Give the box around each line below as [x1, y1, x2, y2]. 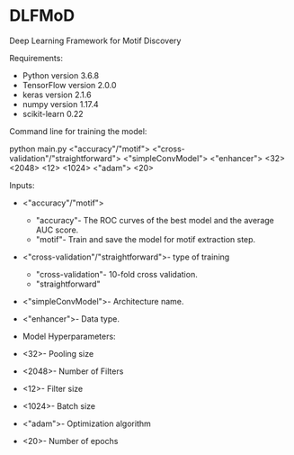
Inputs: [9, 179, 35, 190]
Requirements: [9, 52, 63, 63]
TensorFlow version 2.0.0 [22, 79, 117, 90]
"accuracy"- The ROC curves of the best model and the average [35, 214, 274, 225]
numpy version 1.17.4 [22, 98, 99, 109]
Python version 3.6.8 [22, 69, 100, 81]
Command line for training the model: [9, 125, 147, 136]
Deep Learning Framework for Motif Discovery [9, 35, 182, 46]
